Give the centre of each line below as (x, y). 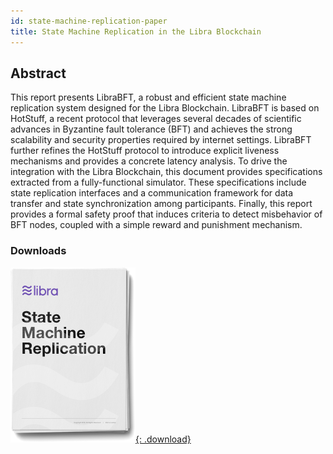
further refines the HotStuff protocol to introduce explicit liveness (145, 151)
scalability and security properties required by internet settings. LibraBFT (161, 140)
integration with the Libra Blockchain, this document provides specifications (166, 172)
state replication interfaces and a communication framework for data (152, 193)
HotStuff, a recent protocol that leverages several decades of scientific (156, 119)
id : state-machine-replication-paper (89, 21)
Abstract (38, 73)
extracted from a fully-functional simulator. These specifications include (158, 182)
